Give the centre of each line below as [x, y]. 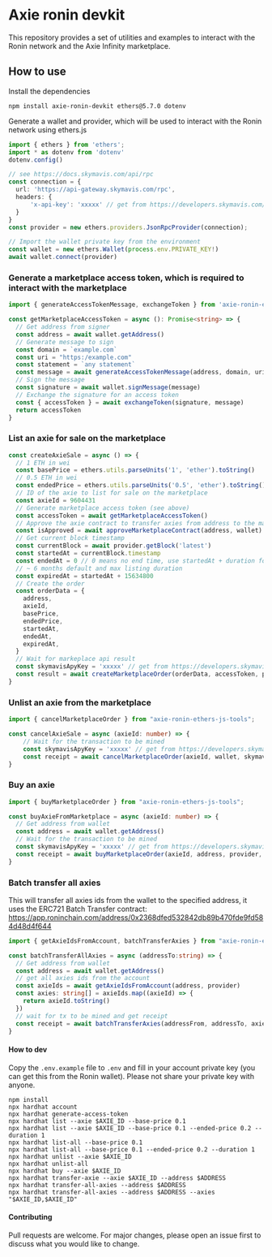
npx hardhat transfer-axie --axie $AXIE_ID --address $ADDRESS [117, 1178]
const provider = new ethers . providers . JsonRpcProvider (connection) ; [128, 227]
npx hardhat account [43, 1107]
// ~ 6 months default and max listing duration [99, 568]
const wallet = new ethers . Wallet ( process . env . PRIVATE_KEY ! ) [114, 249]
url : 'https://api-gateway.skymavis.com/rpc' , [96, 190]
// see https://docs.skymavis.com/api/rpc [81, 175]
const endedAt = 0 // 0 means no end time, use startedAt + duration [135, 561]
